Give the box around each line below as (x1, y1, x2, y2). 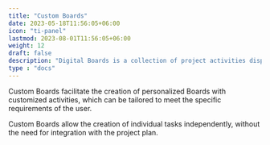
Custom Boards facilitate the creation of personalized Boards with (8, 86, 227, 96)
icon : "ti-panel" (8, 27, 67, 35)
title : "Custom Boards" (8, 11, 88, 20)
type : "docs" (8, 64, 56, 72)
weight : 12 (8, 42, 45, 50)
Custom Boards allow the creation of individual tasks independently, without (8, 118, 260, 129)
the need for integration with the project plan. (8, 127, 158, 137)
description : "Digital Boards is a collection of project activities (8, 57, 247, 65)
